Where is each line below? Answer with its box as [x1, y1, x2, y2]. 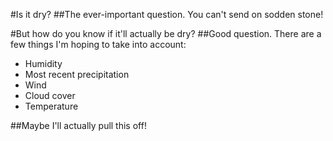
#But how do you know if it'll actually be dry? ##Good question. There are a [10, 28, 322, 39]
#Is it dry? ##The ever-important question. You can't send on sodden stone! [10, 9, 324, 20]
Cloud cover [24, 90, 76, 101]
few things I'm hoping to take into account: [10, 39, 187, 50]
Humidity [24, 58, 63, 69]
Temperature [24, 100, 79, 112]
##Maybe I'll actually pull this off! [10, 120, 147, 131]
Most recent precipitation [24, 69, 130, 80]
